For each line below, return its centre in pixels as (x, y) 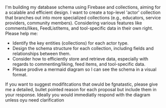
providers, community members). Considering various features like (74, 23)
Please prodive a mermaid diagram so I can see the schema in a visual (84, 69)
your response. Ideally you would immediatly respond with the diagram (78, 95)
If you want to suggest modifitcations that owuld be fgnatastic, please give (82, 84)
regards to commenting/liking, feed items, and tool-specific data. (79, 64)
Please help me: (22, 33)
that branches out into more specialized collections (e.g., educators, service (83, 18)
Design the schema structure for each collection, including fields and (83, 48)
